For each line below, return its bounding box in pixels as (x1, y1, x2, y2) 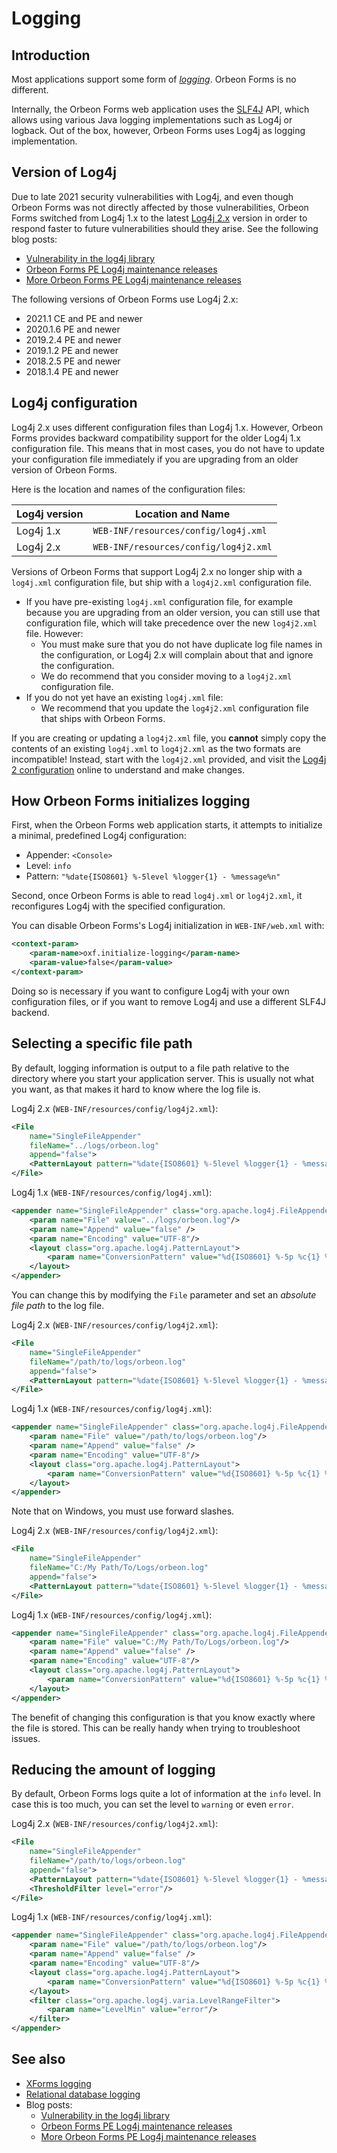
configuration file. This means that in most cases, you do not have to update (11, 442, 325, 454)
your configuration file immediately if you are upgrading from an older (11, 453, 299, 465)
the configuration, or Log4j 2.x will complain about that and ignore (40, 648, 314, 661)
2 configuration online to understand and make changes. (11, 763, 245, 776)
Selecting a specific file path (11, 1035, 193, 1052)
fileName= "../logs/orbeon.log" (29, 1140, 160, 1151)
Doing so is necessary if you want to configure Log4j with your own (11, 985, 290, 997)
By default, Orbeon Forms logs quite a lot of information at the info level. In (11, 1788, 322, 1800)
